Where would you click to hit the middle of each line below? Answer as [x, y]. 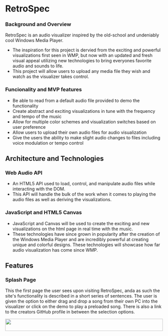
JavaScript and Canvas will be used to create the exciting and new [81, 223]
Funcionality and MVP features [43, 89]
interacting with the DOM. [39, 189]
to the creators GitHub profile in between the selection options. [70, 312]
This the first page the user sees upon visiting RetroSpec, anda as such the [82, 291]
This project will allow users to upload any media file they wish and [81, 71]
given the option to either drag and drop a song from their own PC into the [81, 301]
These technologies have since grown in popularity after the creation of [86, 234]
